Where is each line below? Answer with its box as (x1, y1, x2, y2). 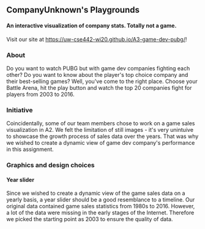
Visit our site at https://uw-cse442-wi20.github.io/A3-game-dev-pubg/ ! (6, 35, 187, 43)
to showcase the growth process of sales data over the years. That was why (6, 133, 199, 140)
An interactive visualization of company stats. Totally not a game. (6, 21, 177, 29)
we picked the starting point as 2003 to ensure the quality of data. (6, 216, 173, 223)
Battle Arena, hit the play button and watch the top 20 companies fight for (6, 84, 192, 91)
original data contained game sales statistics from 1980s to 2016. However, (6, 203, 195, 210)
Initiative (6, 106, 33, 114)
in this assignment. (6, 146, 54, 153)
